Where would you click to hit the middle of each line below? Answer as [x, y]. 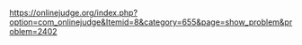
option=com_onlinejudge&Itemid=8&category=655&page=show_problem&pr [151, 22]
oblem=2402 [33, 31]
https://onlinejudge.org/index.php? [73, 13]
